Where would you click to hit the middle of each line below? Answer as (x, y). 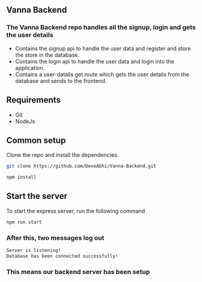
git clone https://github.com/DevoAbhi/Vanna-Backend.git (81, 166)
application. (30, 68)
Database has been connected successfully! (62, 256)
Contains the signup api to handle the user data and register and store (103, 48)
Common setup (36, 140)
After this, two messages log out (55, 237)
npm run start (24, 222)
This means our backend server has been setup (78, 272)
